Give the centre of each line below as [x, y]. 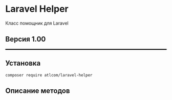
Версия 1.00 [26, 39]
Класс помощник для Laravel [37, 23]
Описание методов [38, 91]
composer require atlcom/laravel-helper [49, 75]
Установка [23, 63]
